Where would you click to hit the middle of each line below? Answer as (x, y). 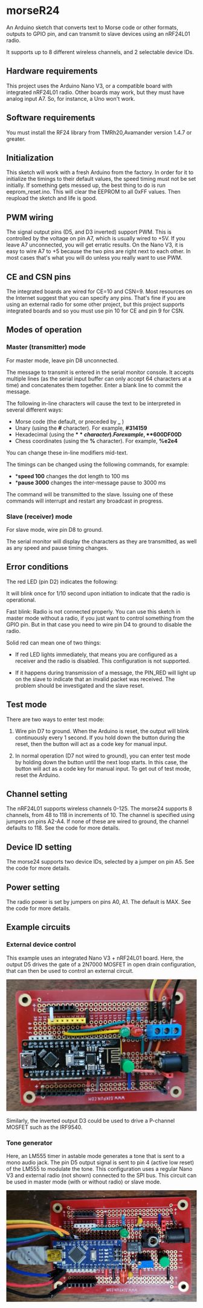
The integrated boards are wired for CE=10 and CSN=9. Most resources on (99, 291)
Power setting (33, 887)
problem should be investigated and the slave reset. (79, 685)
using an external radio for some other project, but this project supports (95, 304)
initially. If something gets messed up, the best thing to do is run (86, 185)
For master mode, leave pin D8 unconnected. (63, 360)
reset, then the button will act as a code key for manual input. (91, 744)
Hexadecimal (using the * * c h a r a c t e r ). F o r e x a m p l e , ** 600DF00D (98, 434)
